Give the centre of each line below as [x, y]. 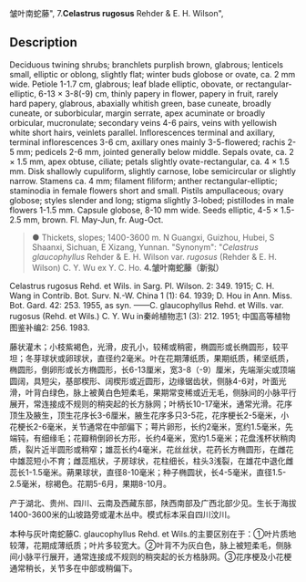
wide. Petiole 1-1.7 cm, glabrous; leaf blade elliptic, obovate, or [127, 84]
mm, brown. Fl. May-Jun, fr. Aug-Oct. [93, 219]
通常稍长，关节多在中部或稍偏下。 [73, 567]
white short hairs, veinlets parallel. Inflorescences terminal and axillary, [143, 132]
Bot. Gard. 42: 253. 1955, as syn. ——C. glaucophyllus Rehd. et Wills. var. [147, 305]
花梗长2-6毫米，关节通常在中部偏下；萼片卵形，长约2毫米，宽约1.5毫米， [148, 426]
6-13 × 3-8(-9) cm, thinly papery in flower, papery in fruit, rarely [158, 93]
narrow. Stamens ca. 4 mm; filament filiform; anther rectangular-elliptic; [143, 181]
